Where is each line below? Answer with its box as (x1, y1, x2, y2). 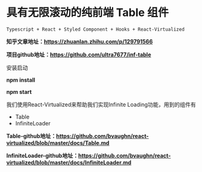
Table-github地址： (6, 132, 57, 139)
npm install (6, 76, 36, 84)
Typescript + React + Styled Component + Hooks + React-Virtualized (6, 26, 185, 33)
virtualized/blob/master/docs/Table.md (6, 139, 110, 146)
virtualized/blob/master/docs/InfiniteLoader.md (6, 158, 132, 166)
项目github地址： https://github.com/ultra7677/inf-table (6, 50, 151, 58)
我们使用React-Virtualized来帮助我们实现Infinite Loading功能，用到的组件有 (6, 101, 196, 108)
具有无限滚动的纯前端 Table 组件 (6, 6, 170, 20)
